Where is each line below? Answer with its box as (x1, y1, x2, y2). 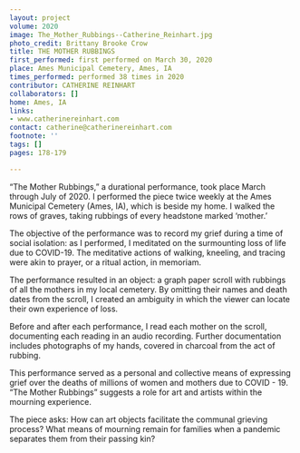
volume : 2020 (9, 22, 59, 31)
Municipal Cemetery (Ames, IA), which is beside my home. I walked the (9, 201, 276, 212)
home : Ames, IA (9, 97, 67, 107)
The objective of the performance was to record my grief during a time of (9, 228, 284, 239)
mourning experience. (9, 396, 92, 407)
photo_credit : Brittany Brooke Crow (9, 38, 148, 48)
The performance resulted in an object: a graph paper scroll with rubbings (9, 274, 286, 285)
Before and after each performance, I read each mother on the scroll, (9, 320, 267, 331)
